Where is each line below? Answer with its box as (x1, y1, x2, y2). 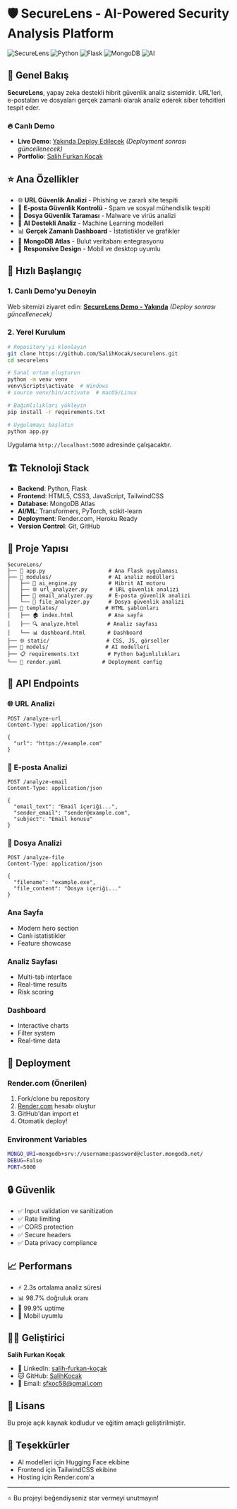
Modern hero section (17, 924, 79, 932)
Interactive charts (17, 1021, 69, 1030)
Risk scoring (17, 987, 54, 996)
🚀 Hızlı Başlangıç (7, 265, 83, 277)
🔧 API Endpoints (7, 677, 80, 690)
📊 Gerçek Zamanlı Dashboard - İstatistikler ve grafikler (17, 226, 180, 235)
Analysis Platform (7, 25, 114, 42)
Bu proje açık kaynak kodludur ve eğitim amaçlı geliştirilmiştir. (7, 1418, 186, 1427)
